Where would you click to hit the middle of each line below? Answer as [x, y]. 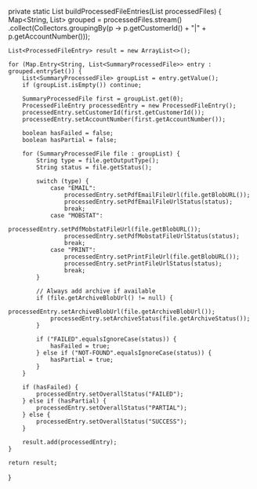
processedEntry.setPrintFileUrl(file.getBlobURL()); [152, 257]
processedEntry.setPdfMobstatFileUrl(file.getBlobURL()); [105, 229]
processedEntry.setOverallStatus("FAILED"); [110, 394]
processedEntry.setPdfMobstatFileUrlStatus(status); [152, 236]
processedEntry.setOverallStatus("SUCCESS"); [112, 421]
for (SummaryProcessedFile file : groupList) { [101, 154]
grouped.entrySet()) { [45, 71]
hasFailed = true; [80, 346]
